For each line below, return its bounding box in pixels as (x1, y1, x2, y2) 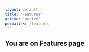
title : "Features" (5, 12, 43, 17)
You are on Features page (5, 39, 85, 47)
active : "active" (5, 16, 41, 21)
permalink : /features (5, 21, 49, 26)
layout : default (5, 7, 38, 12)
